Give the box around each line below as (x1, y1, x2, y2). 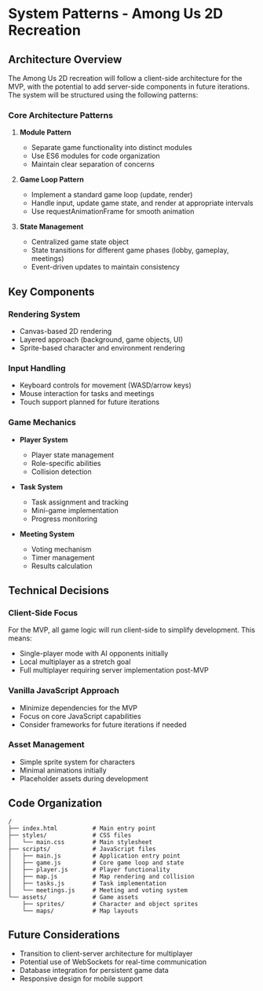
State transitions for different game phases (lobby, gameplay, (31, 245, 229, 255)
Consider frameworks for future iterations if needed (19, 720, 187, 729)
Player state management (31, 450, 115, 460)
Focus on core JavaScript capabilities (19, 711, 141, 721)
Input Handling (8, 362, 66, 373)
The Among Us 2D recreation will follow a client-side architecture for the (8, 74, 243, 83)
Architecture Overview (8, 53, 122, 66)
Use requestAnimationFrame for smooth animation (31, 207, 195, 216)
